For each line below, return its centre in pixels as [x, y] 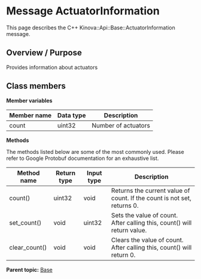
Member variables [29, 101]
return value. [129, 230]
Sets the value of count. [144, 215]
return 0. [123, 254]
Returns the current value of [150, 190]
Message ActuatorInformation [83, 11]
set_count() [25, 223]
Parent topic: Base [29, 269]
